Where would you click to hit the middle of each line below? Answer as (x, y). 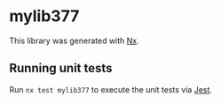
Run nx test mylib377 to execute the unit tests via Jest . (111, 89)
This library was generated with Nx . (74, 41)
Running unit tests (61, 68)
